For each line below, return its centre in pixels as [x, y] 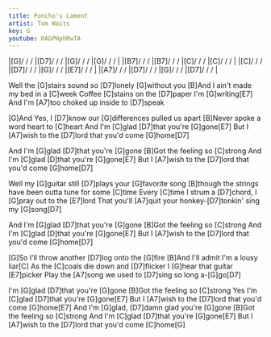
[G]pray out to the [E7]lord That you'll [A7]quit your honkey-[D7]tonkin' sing [134, 201]
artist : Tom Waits [39, 23]
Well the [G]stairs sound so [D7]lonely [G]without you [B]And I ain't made [130, 85]
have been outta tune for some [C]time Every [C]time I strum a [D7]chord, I [133, 192]
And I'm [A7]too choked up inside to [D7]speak [86, 102]
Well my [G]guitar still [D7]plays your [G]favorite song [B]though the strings [133, 184]
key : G [19, 31]
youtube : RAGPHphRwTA [45, 38]
